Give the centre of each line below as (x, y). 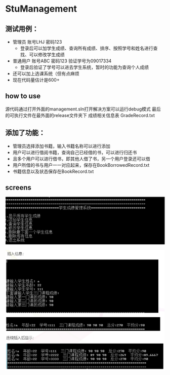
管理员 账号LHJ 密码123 (37, 42)
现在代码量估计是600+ (36, 80)
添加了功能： (25, 133)
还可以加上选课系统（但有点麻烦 (46, 73)
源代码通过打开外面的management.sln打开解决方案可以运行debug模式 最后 (83, 109)
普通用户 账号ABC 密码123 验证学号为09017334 (62, 61)
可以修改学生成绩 (47, 54)
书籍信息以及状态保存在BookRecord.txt (53, 171)
